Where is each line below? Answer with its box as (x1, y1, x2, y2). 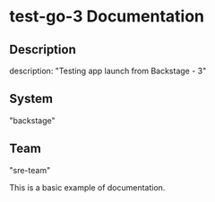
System (9, 91, 54, 106)
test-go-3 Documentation (9, 6, 204, 27)
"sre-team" (9, 164, 51, 175)
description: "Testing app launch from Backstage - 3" (9, 65, 207, 76)
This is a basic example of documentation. (9, 181, 166, 193)
